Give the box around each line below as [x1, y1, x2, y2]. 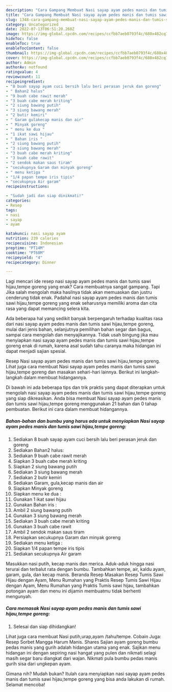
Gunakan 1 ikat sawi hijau [13, 496, 66, 503]
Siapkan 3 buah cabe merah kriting [13, 458, 87, 464]
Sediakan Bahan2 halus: [13, 447, 64, 453]
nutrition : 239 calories [6, 236, 59, 241]
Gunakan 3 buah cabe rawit [13, 524, 72, 530]
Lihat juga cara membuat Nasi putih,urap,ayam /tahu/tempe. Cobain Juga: [6, 634, 161, 640]
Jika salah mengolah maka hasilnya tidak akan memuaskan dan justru [6, 289, 152, 295]
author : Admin [6, 60, 36, 65]
